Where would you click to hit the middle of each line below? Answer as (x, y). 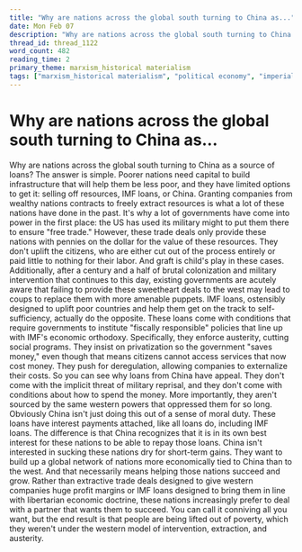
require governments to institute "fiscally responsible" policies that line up (146, 327)
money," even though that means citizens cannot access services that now (148, 356)
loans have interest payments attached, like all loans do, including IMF (139, 423)
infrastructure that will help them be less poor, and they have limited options (150, 184)
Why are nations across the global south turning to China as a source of (142, 165)
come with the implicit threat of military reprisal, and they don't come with (146, 385)
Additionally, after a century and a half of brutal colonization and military (143, 270)
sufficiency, (31, 318)
